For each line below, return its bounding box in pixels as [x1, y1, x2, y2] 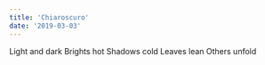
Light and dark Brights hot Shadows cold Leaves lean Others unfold [9, 45, 257, 56]
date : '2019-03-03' [9, 21, 82, 30]
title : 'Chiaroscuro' [9, 12, 90, 22]
